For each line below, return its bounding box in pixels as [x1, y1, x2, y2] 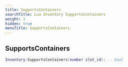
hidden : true [5, 21, 32, 26]
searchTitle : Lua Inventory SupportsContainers [5, 12, 106, 17]
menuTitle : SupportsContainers [5, 26, 70, 31]
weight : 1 [5, 16, 26, 21]
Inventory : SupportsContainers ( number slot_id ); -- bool [5, 57, 124, 62]
